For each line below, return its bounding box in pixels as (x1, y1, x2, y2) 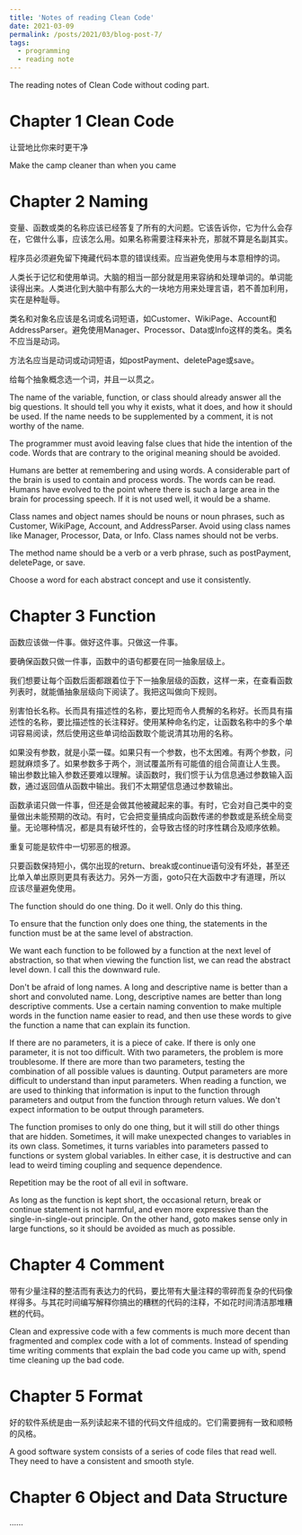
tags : (9, 38, 30, 48)
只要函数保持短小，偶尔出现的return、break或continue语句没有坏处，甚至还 (9, 860, 290, 871)
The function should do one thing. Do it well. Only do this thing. (9, 901, 244, 911)
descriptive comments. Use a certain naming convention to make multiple (9, 1000, 282, 1011)
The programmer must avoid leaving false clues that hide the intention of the (9, 438, 293, 448)
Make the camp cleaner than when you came (9, 159, 177, 171)
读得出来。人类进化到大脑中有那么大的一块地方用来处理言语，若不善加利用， (9, 282, 293, 293)
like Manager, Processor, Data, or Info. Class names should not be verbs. (9, 529, 279, 540)
